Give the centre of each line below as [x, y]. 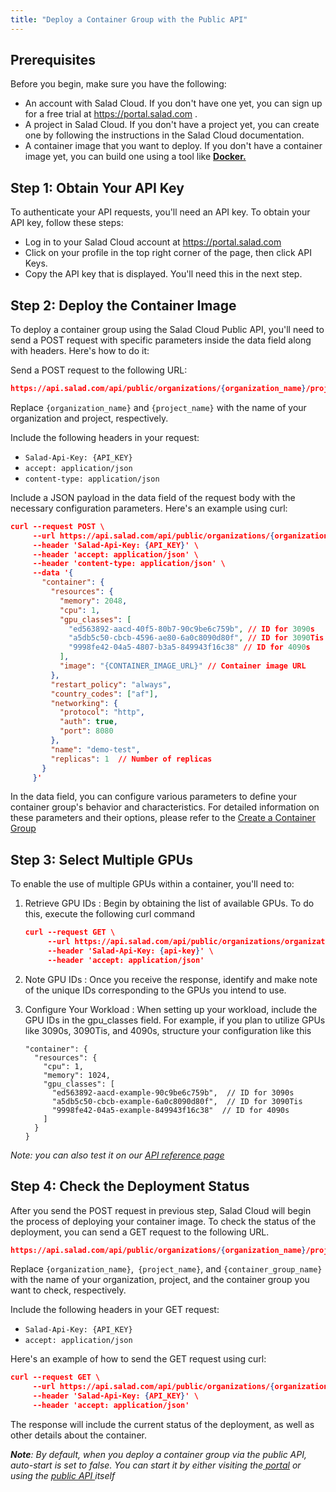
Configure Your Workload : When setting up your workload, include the [171, 1009]
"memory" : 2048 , [93, 601]
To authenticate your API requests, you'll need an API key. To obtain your [160, 212]
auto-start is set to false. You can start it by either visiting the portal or [156, 1465]
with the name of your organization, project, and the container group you [160, 1280]
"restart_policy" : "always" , [111, 684]
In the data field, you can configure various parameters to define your [153, 797]
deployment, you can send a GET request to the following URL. [140, 1232]
